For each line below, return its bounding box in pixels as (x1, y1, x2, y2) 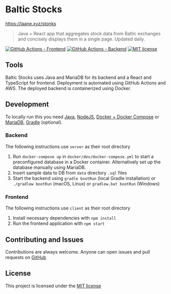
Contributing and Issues (5, 235, 84, 244)
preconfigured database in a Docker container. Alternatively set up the (12, 159, 161, 165)
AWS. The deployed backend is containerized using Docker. (5, 85, 132, 91)
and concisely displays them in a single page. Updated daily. (17, 36, 145, 42)
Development (5, 100, 50, 109)
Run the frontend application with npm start (12, 220, 105, 226)
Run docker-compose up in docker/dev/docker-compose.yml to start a (12, 153, 154, 159)
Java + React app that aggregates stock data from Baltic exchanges (17, 30, 161, 36)
